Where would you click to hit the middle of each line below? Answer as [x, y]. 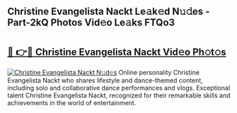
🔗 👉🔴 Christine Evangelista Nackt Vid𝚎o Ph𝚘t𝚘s [117, 52]
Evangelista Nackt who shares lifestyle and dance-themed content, [105, 80]
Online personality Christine [159, 72]
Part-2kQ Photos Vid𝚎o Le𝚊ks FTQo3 [91, 23]
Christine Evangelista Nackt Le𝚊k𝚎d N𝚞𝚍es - [109, 12]
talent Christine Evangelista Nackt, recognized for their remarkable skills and [119, 95]
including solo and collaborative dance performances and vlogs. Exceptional [119, 88]
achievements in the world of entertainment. [72, 103]
